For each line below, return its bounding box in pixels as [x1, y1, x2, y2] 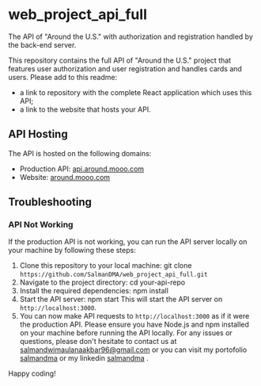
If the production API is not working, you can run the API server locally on [8, 237, 248, 247]
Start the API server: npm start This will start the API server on [19, 295, 223, 304]
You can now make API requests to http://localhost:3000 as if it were [19, 311, 250, 321]
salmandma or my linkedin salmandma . [19, 354, 149, 363]
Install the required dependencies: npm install [19, 286, 168, 296]
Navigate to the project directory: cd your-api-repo [19, 277, 186, 287]
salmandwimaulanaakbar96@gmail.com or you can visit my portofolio [19, 345, 248, 354]
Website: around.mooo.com [19, 172, 111, 182]
